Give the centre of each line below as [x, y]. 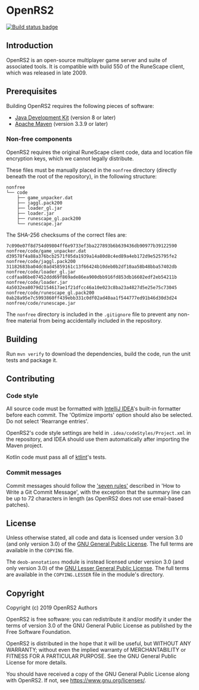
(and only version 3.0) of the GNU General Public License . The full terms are [100, 544]
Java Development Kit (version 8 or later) [65, 117]
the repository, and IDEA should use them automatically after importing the [98, 440]
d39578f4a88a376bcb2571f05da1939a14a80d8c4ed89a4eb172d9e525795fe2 [92, 256]
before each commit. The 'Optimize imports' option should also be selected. [99, 415]
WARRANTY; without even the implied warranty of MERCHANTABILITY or [96, 650]
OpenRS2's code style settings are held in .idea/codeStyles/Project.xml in [99, 433]
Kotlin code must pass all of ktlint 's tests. [57, 457]
